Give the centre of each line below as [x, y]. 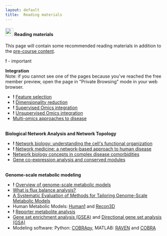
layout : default [22, 10]
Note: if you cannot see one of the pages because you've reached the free [83, 76]
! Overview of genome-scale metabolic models [62, 184]
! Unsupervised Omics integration [48, 113]
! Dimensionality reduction [40, 102]
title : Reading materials [34, 15]
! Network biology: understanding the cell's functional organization [82, 143]
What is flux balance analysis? [44, 190]
